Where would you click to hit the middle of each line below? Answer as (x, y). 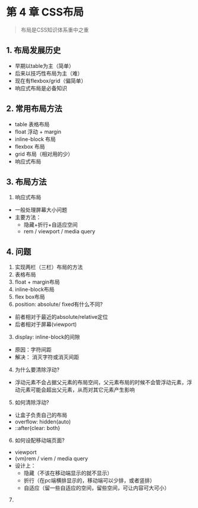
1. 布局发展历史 (34, 50)
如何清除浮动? (32, 403)
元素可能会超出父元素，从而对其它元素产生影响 (77, 390)
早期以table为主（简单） (44, 65)
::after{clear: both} (37, 428)
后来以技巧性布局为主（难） (49, 73)
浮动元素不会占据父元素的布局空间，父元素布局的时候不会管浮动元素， (101, 382)
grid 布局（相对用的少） (44, 154)
